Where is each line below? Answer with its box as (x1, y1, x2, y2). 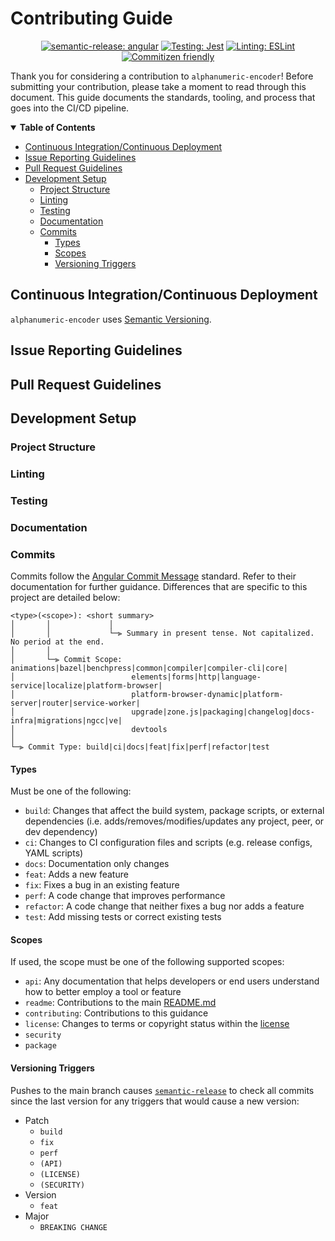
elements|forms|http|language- (131, 672, 262, 682)
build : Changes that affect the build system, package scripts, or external (24, 805, 325, 817)
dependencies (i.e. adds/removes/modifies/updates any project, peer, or (24, 815, 325, 827)
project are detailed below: (10, 591, 121, 603)
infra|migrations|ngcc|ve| (10, 715, 123, 726)
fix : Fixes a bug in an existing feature (24, 879, 180, 891)
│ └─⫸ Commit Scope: (10, 654, 123, 664)
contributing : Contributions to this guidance (24, 1007, 209, 1019)
